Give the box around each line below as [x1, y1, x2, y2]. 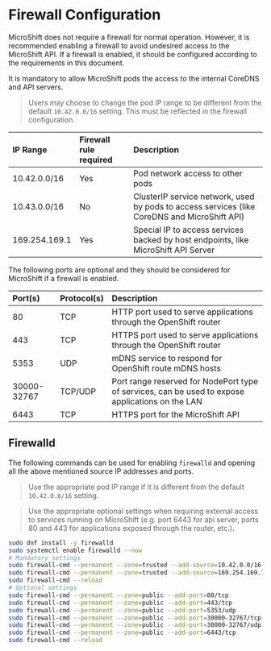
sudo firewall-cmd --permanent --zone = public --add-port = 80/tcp [8, 591, 229, 599]
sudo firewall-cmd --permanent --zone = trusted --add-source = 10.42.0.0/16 [8, 562, 262, 570]
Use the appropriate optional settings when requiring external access [27, 506, 259, 516]
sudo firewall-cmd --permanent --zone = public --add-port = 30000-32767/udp [8, 621, 262, 629]
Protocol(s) [60, 292, 105, 304]
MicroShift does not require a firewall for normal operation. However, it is [8, 32, 250, 42]
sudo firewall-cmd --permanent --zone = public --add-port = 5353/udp [8, 606, 236, 614]
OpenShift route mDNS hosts [111, 363, 222, 374]
